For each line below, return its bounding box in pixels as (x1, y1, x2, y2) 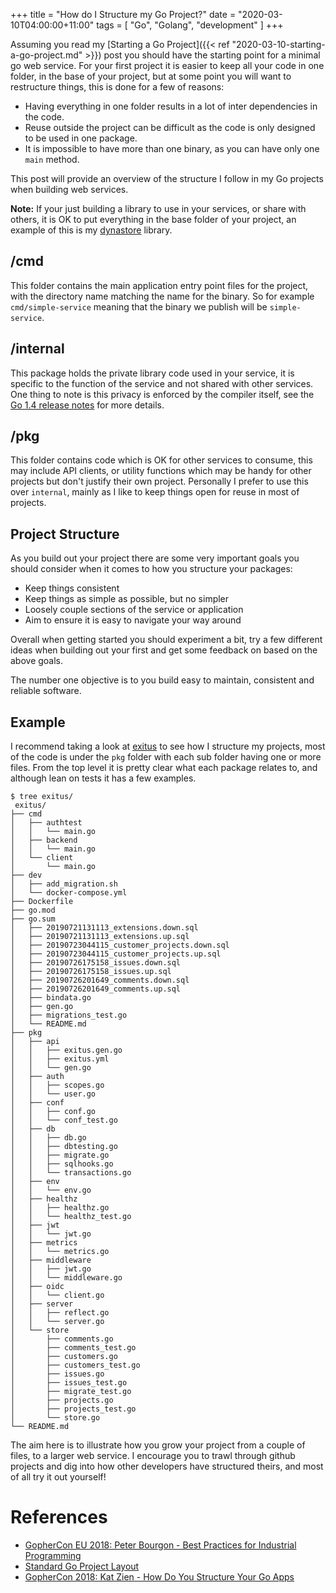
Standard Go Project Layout (24, 1560, 140, 1572)
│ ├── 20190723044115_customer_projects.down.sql (10, 940, 230, 951)
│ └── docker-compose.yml (10, 888, 128, 898)
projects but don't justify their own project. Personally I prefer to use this (10, 475, 309, 488)
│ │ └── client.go (10, 1290, 105, 1301)
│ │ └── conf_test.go (10, 1115, 118, 1126)
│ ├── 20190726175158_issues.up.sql (10, 967, 172, 977)
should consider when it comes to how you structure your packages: (10, 563, 293, 575)
